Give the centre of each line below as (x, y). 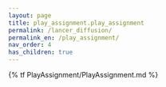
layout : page (30, 15)
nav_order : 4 (30, 45)
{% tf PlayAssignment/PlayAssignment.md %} (83, 75)
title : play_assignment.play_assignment (77, 23)
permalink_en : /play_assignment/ (64, 38)
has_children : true (41, 52)
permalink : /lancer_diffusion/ (60, 30)
